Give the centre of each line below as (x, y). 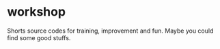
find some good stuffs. (39, 37)
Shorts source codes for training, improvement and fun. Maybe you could (110, 31)
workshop (37, 12)
